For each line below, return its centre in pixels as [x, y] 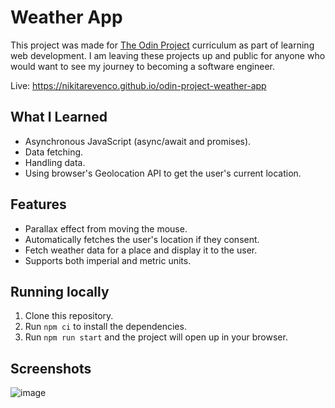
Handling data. [55, 162]
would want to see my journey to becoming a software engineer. [143, 66]
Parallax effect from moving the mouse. [106, 228]
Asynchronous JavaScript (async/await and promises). [138, 141]
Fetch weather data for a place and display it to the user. [141, 250]
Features [38, 204]
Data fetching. [54, 152]
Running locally [60, 291]
